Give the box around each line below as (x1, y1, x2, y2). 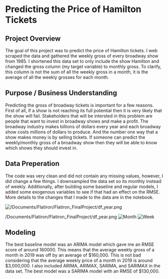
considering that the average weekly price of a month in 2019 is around (5, 257, 153, 263)
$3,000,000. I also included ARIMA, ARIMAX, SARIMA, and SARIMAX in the (5, 263, 161, 269)
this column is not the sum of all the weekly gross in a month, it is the (5, 69, 148, 75)
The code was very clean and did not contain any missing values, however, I (5, 172, 163, 179)
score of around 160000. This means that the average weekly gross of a (5, 247, 155, 253)
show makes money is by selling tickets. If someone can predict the (5, 134, 145, 140)
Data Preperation (5, 159, 60, 168)
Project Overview (5, 34, 61, 43)
